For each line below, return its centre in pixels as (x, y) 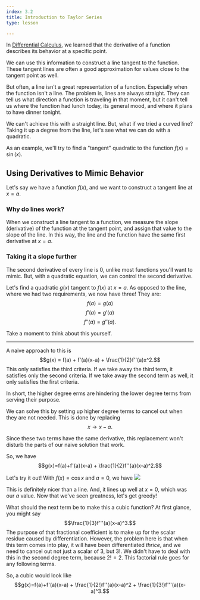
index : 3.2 (20, 12)
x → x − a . (100, 427)
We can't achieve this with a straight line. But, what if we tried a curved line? (100, 124)
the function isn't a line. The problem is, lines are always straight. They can (98, 94)
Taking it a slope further (42, 257)
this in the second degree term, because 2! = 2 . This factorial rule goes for (98, 557)
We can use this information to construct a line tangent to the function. (93, 63)
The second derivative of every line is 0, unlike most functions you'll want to (99, 269)
